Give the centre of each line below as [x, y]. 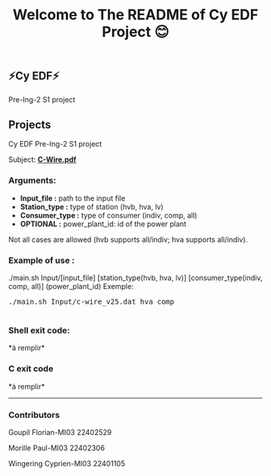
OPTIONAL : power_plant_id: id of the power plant [103, 224]
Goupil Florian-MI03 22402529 [60, 432]
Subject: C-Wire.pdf [42, 159]
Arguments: [32, 180]
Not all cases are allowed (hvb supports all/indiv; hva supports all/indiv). [128, 239]
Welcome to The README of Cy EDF [135, 15]
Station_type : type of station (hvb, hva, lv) [92, 206]
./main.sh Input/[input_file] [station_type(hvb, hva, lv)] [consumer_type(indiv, [135, 278]
